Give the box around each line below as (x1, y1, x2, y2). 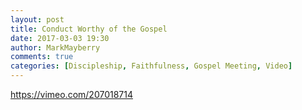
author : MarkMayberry (10, 42, 101, 53)
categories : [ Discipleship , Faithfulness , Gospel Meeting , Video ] (10, 61, 293, 71)
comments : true (10, 52, 74, 62)
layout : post (10, 14, 65, 25)
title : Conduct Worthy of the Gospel (10, 24, 168, 34)
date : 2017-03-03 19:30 (10, 33, 110, 43)
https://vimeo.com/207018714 (10, 89, 133, 100)
